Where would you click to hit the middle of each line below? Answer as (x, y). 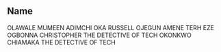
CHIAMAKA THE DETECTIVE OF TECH (62, 42)
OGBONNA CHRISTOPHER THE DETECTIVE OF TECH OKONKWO (99, 35)
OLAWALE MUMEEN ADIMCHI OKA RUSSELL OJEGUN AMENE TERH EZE (110, 27)
